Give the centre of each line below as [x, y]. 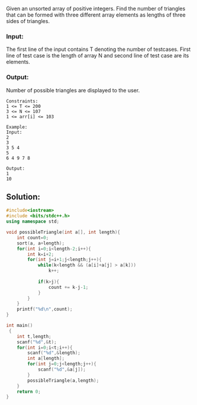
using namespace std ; [33, 221]
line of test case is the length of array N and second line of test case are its [98, 56]
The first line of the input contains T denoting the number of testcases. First [98, 49]
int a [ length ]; [46, 359]
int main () [20, 326]
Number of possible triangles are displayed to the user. [73, 90]
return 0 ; [29, 391]
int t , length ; [34, 336]
